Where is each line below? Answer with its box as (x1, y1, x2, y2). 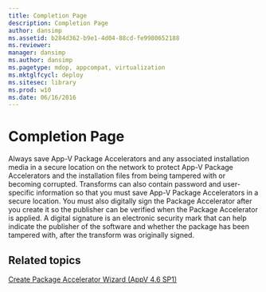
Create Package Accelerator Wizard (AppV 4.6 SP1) (8, 274, 178, 284)
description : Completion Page (8, 19, 109, 27)
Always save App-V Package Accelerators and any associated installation (8, 154, 249, 164)
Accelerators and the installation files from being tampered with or (8, 171, 226, 180)
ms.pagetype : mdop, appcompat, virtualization (8, 64, 166, 72)
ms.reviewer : (8, 41, 52, 49)
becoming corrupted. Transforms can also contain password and (8, 180, 221, 189)
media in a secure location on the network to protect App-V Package (8, 163, 233, 172)
